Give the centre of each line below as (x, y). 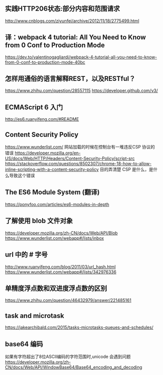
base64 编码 (24, 344)
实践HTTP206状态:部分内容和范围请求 (63, 9)
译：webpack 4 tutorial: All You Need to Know (76, 37)
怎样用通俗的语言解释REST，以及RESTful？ (70, 79)
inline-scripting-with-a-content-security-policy (52, 169)
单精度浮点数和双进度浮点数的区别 (56, 288)
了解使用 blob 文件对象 (39, 221)
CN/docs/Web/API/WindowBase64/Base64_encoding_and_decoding (73, 367)
